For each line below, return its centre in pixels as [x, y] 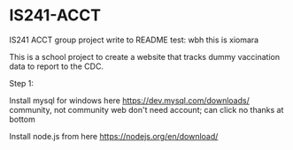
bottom [22, 119]
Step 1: [21, 83]
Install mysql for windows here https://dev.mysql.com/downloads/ [129, 100]
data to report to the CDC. [57, 66]
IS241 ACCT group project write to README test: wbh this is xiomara [134, 40]
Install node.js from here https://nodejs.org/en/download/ [114, 136]
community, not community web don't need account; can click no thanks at [146, 109]
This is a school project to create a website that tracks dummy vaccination [145, 56]
